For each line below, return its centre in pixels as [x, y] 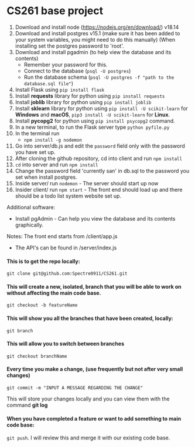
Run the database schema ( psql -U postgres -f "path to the [99, 77]
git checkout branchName [37, 356]
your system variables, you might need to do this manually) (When [95, 39]
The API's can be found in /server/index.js [66, 248]
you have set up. [35, 152]
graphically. [29, 225]
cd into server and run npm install [57, 164]
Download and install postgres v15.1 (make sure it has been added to [97, 33]
